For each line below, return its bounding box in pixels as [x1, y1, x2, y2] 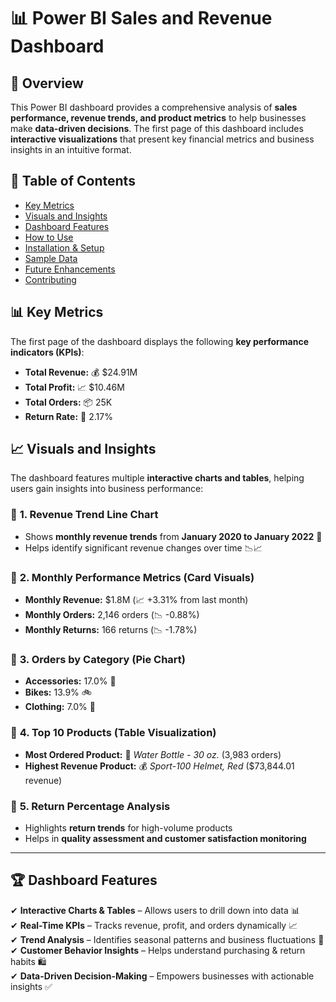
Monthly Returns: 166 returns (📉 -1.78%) [24, 624, 198, 636]
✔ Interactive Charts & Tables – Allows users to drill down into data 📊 [10, 904, 300, 916]
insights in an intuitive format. [10, 144, 132, 155]
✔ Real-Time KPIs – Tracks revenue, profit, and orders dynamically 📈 [10, 919, 298, 931]
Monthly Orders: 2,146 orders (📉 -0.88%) [24, 609, 200, 621]
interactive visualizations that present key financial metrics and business [10, 133, 315, 145]
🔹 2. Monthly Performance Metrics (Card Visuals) [10, 570, 255, 584]
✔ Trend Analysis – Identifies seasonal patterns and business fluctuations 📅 [10, 933, 325, 945]
